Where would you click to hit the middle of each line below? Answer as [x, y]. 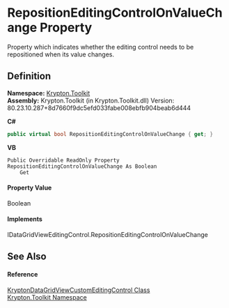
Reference [23, 275]
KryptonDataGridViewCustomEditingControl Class [79, 290]
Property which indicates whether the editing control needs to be [101, 47]
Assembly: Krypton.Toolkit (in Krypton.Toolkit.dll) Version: [91, 100]
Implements [25, 219]
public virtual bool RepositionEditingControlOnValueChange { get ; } [110, 134]
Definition [29, 76]
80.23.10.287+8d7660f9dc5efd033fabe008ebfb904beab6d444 [99, 108]
